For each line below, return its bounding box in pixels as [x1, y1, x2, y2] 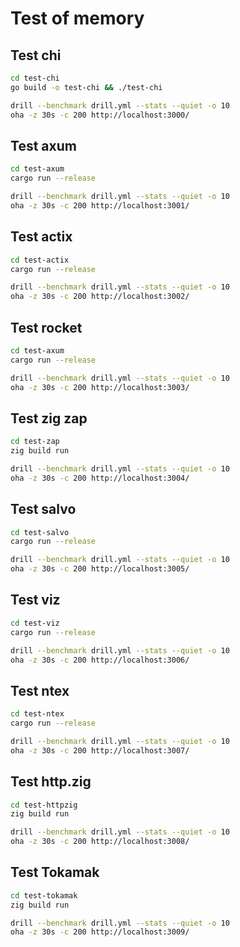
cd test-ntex [10, 709, 65, 719]
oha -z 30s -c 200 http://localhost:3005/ [10, 564, 190, 574]
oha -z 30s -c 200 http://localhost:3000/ [10, 110, 190, 120]
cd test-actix [10, 255, 70, 265]
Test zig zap [10, 410, 88, 427]
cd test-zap [10, 437, 60, 447]
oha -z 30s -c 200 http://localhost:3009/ [10, 927, 190, 937]
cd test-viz [10, 618, 60, 628]
